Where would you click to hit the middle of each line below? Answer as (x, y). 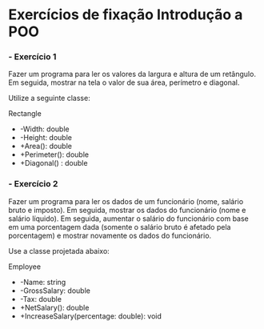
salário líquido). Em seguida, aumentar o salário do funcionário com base (129, 219)
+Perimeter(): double (54, 154)
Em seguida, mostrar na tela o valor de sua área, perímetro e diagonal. (124, 82)
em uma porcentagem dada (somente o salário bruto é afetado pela (120, 227)
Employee (25, 267)
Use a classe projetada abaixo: (59, 251)
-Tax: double (41, 299)
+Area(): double (46, 146)
